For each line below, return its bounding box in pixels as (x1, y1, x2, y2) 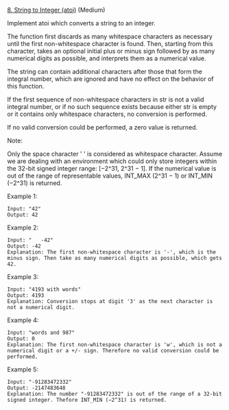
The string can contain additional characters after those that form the (7, 68, 202, 75)
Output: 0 (7, 335, 36, 342)
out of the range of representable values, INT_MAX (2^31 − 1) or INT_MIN (7, 171, 213, 180)
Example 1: (7, 192, 38, 200)
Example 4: (7, 316, 39, 324)
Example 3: (7, 273, 39, 280)
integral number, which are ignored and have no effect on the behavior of (7, 75, 214, 83)
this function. (7, 82, 45, 90)
